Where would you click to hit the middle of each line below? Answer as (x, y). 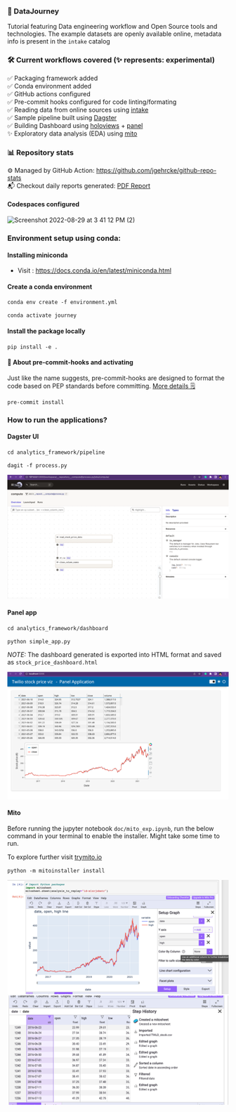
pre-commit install (36, 402)
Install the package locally (46, 331)
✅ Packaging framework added (53, 78)
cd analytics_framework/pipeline (56, 452)
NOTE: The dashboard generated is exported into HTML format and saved (114, 654)
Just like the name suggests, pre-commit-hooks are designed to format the (116, 378)
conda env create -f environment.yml (63, 302)
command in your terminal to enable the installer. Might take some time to (113, 836)
